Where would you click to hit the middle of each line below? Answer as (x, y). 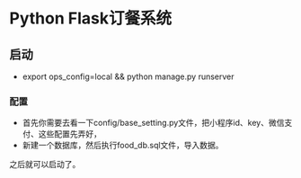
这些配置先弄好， (70, 134)
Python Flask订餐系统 (91, 18)
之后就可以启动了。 (45, 165)
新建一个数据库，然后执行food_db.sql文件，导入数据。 (123, 146)
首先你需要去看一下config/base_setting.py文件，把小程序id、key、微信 (153, 123)
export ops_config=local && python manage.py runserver (128, 76)
